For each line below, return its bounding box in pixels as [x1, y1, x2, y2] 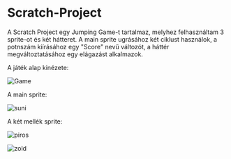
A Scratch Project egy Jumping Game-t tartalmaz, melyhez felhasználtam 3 [7, 28, 225, 36]
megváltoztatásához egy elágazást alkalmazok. [7, 50, 143, 58]
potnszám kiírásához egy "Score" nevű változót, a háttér [7, 42, 170, 51]
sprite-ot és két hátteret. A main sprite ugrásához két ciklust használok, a [7, 35, 218, 43]
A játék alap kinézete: [7, 63, 69, 72]
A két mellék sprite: [7, 117, 63, 126]
